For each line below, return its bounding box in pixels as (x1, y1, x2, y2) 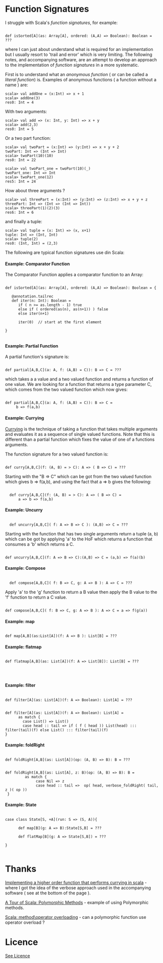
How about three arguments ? (5, 187, 65, 193)
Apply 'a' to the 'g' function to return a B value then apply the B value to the (5, 589, 158, 595)
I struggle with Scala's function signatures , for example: (5, 20, 118, 25)
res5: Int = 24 (5, 179, 36, 184)
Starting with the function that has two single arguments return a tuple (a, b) (5, 531, 158, 536)
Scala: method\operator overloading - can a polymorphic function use (5, 914, 146, 920)
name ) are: (5, 82, 28, 88)
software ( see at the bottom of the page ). (5, 890, 91, 896)
